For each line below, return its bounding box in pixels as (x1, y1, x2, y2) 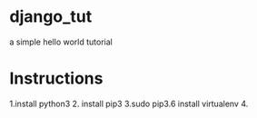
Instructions (9, 68, 104, 89)
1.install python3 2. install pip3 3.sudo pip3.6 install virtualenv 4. (9, 98, 249, 109)
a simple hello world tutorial (9, 36, 114, 47)
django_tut (9, 6, 93, 27)
